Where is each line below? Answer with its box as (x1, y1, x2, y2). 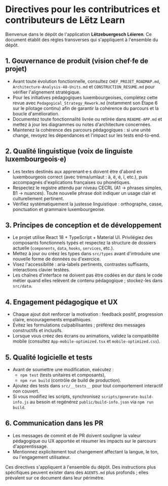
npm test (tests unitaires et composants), (20, 372, 106, 378)
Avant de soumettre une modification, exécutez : (12, 367, 114, 372)
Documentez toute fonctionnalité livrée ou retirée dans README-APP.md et (12, 116, 162, 122)
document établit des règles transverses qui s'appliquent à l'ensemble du (5, 37, 158, 43)
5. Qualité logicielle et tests (5, 353, 93, 361)
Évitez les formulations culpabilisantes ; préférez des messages (12, 322, 146, 328)
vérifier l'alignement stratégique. (12, 89, 81, 95)
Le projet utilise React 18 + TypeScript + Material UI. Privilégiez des (12, 234, 153, 240)
